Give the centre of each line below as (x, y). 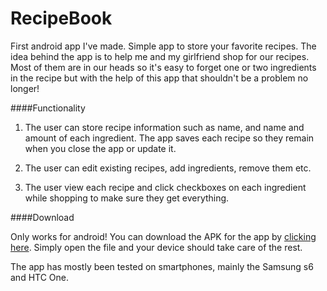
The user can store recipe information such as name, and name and (164, 127)
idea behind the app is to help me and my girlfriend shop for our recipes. (160, 56)
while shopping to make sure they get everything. (127, 198)
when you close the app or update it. (100, 148)
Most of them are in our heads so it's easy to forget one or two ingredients (163, 67)
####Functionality (48, 108)
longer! (25, 88)
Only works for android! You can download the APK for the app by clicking (163, 236)
